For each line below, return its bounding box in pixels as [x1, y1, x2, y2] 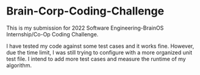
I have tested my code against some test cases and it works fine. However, [6, 42, 195, 50]
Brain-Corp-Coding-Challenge [6, 4, 165, 18]
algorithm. [6, 62, 32, 69]
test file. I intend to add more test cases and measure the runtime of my [6, 55, 186, 62]
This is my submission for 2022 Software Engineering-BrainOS [6, 24, 164, 31]
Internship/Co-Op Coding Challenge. [6, 30, 99, 37]
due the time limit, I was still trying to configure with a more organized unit [6, 48, 193, 56]
